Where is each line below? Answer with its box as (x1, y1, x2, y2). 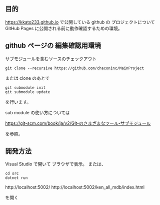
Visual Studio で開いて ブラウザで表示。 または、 (5, 161, 106, 167)
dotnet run (5, 175, 28, 180)
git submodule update (5, 89, 50, 94)
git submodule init (5, 85, 46, 90)
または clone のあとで (5, 75, 50, 81)
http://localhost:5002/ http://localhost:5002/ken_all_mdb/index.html (5, 184, 145, 190)
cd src (5, 171, 19, 176)
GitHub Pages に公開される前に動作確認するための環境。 (5, 25, 122, 31)
